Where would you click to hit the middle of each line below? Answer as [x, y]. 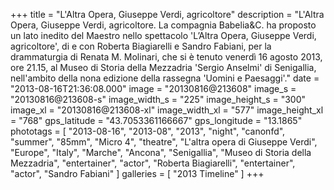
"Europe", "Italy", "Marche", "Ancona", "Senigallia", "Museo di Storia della [161, 152]
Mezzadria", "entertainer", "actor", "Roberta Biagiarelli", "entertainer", [153, 163]
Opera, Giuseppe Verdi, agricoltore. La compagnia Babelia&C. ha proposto [163, 25]
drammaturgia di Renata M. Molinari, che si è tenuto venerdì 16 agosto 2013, [166, 57]
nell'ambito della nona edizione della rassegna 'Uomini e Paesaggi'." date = [165, 78]
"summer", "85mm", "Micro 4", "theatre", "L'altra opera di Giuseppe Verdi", [164, 142]
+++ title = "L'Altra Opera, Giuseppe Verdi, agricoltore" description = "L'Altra [167, 14]
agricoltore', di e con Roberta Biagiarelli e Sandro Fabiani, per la [141, 46]
